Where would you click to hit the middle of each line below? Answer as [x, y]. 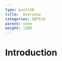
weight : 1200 [19, 28]
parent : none [19, 24]
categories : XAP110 [25, 19]
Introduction [31, 53]
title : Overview [23, 14]
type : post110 [20, 10]
